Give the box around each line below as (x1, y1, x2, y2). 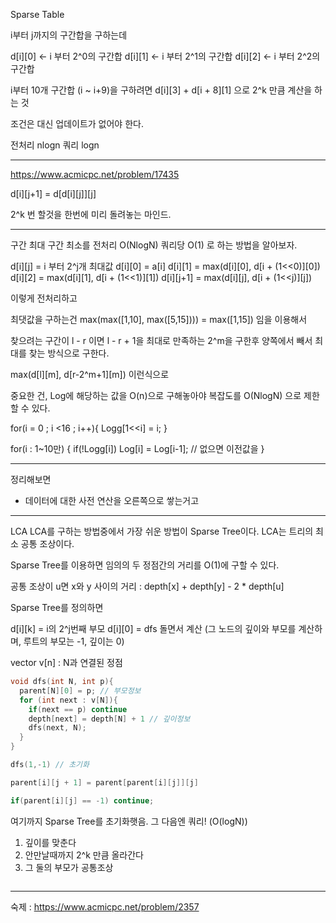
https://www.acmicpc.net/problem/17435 (10, 169, 180, 180)
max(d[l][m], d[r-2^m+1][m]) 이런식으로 (10, 369, 170, 380)
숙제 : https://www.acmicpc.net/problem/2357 (10, 900, 200, 913)
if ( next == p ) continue (28, 704, 128, 714)
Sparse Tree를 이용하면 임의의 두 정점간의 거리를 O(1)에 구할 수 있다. (10, 559, 280, 571)
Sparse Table (10, 9, 65, 20)
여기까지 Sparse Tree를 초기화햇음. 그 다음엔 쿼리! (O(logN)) (10, 815, 248, 827)
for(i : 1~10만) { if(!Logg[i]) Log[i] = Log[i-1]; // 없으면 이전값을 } (10, 443, 265, 454)
